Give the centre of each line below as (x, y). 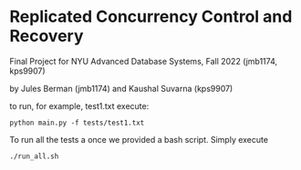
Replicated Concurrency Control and (151, 17)
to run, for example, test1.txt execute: (79, 105)
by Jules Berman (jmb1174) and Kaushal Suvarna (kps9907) (121, 88)
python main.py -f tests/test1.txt (77, 123)
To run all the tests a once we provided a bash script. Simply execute (139, 139)
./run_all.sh (34, 156)
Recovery (47, 36)
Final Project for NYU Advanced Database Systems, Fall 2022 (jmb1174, (144, 61)
